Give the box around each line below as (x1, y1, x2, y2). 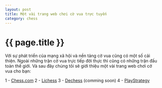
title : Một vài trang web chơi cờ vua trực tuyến (5, 12, 107, 16)
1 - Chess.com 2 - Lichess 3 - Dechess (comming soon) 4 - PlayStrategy (5, 78, 150, 84)
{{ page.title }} (5, 37, 65, 48)
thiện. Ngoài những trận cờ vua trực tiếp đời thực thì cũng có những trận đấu (5, 58, 157, 64)
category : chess (5, 16, 38, 21)
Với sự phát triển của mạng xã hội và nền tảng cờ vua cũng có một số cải (5, 53, 150, 59)
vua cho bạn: (5, 68, 31, 74)
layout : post (5, 7, 31, 12)
